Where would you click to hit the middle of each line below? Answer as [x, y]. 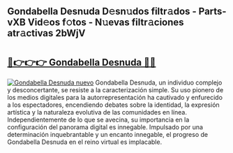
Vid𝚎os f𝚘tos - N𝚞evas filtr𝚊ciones [106, 23]
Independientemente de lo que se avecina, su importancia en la [98, 119]
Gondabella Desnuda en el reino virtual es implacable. [85, 142]
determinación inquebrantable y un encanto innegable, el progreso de [107, 134]
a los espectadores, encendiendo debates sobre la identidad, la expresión [113, 105]
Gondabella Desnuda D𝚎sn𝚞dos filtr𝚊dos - [102, 12]
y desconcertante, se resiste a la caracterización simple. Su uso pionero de [115, 90]
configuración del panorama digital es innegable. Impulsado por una [105, 127]
